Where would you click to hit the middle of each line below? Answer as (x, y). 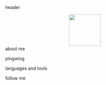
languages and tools (26, 68)
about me (15, 49)
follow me (15, 78)
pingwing (15, 58)
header (13, 7)
